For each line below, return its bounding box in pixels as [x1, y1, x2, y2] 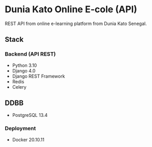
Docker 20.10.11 [12, 136, 45, 142]
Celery [12, 84, 27, 90]
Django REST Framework [12, 73, 65, 79]
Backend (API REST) [5, 51, 56, 58]
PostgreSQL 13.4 [12, 112, 48, 118]
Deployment [5, 125, 36, 132]
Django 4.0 [12, 67, 36, 73]
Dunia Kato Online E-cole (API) [5, 4, 138, 15]
